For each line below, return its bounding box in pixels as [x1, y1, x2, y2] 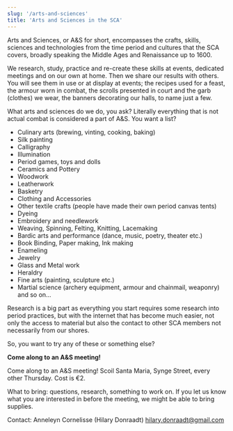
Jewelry [17, 253, 40, 261]
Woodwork [17, 172, 49, 181]
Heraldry [17, 268, 43, 277]
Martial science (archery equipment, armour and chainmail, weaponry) [17, 283, 220, 291]
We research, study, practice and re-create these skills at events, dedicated [7, 64, 225, 72]
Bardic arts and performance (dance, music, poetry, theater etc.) [17, 231, 203, 240]
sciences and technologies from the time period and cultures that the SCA [7, 43, 220, 51]
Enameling [17, 246, 48, 254]
